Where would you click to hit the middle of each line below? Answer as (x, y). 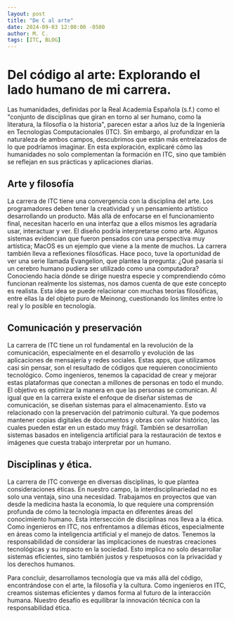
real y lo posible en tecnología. (52, 306)
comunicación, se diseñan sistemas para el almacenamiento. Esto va (107, 405)
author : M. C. (28, 33)
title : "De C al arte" (40, 20)
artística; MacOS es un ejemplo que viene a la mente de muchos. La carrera (117, 246)
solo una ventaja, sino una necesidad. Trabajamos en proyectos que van (112, 496)
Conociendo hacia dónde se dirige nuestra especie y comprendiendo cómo (117, 276)
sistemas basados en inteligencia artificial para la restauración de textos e (114, 435)
